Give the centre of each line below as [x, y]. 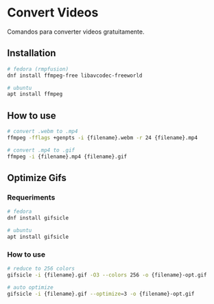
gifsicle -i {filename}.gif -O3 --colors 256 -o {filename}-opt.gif [107, 275]
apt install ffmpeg [35, 94]
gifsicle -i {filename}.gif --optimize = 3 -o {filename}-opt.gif [101, 294]
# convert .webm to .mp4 [43, 132]
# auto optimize [30, 287]
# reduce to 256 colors [41, 269]
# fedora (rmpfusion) [38, 69]
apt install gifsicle [38, 237]
